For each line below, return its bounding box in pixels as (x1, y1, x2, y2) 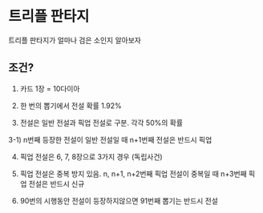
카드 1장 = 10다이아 (19, 83, 80, 93)
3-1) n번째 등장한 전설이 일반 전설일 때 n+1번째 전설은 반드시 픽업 (8, 135, 212, 144)
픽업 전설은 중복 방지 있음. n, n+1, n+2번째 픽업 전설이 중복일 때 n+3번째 (19, 169, 247, 179)
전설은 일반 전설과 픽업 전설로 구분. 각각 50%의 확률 (19, 118, 183, 127)
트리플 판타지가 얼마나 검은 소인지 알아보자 (8, 35, 142, 45)
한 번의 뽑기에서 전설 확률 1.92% (19, 101, 122, 111)
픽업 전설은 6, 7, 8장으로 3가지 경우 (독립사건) (19, 151, 163, 161)
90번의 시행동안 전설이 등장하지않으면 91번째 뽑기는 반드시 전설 (19, 195, 219, 205)
